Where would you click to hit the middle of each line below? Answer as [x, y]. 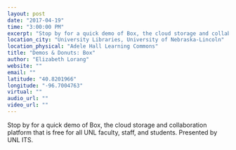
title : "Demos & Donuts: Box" [52, 53]
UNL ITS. [20, 139]
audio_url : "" [28, 99]
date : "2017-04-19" [36, 20]
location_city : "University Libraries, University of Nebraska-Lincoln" [116, 40]
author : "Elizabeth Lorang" [48, 60]
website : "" [25, 66]
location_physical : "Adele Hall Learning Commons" [83, 46]
